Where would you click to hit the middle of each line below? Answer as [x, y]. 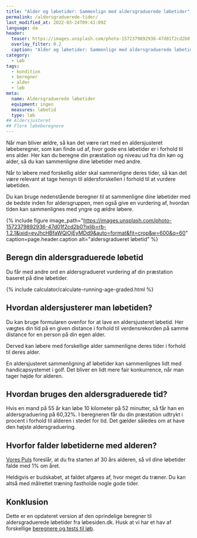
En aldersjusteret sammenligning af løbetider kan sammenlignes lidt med [94, 363]
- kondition [26, 72]
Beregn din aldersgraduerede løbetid [75, 258]
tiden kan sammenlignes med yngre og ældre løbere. [70, 209]
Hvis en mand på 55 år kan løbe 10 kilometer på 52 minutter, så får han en [95, 408]
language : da [22, 28]
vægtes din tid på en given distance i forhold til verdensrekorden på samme [97, 328]
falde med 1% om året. [33, 466]
